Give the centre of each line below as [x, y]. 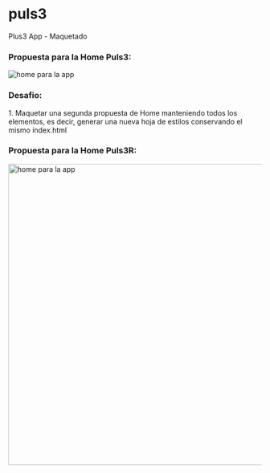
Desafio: [25, 96]
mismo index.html [37, 130]
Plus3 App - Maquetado [48, 36]
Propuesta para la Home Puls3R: [73, 151]
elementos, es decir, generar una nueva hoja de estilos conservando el [125, 121]
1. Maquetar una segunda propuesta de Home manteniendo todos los [123, 112]
